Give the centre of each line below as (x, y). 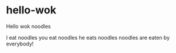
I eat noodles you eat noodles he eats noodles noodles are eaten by (88, 37)
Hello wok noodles (28, 26)
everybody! (20, 44)
